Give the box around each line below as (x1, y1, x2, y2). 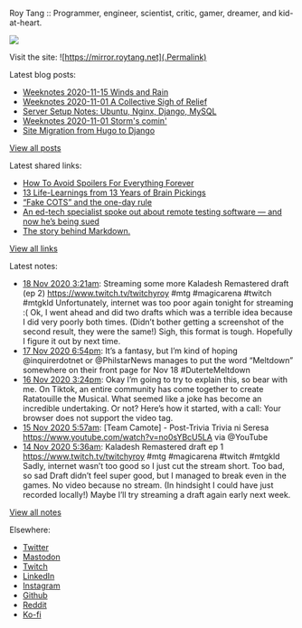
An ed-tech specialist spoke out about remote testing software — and (22, 207, 282, 217)
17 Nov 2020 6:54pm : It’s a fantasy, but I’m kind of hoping (22, 345, 238, 356)
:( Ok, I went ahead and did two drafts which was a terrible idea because (22, 307, 293, 317)
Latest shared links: (9, 160, 82, 171)
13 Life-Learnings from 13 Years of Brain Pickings (22, 187, 206, 198)
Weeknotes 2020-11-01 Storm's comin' (22, 116, 167, 126)
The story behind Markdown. (22, 226, 131, 236)
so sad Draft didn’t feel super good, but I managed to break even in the (22, 470, 287, 481)
